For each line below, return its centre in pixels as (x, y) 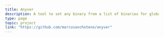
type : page (16, 18)
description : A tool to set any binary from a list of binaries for (76, 14)
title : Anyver (20, 9)
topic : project (20, 23)
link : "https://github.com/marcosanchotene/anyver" (59, 27)
